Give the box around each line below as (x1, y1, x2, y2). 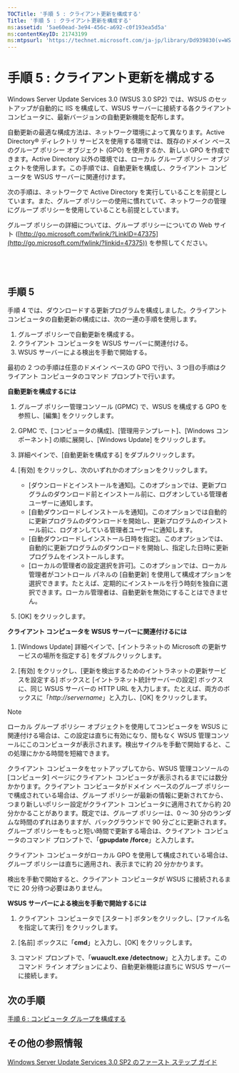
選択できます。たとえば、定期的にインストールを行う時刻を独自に (28, 579, 222, 588)
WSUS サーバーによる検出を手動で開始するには (7, 899, 147, 907)
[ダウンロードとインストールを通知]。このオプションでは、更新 (28, 481, 215, 490)
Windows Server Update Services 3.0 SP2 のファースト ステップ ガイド (7, 1057, 218, 1066)
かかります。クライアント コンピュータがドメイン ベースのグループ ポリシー (7, 782, 230, 791)
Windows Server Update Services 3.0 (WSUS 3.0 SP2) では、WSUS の (7, 95, 215, 104)
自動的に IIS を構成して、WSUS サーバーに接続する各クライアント (38, 104, 232, 113)
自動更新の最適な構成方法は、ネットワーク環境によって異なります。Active (7, 128, 225, 136)
